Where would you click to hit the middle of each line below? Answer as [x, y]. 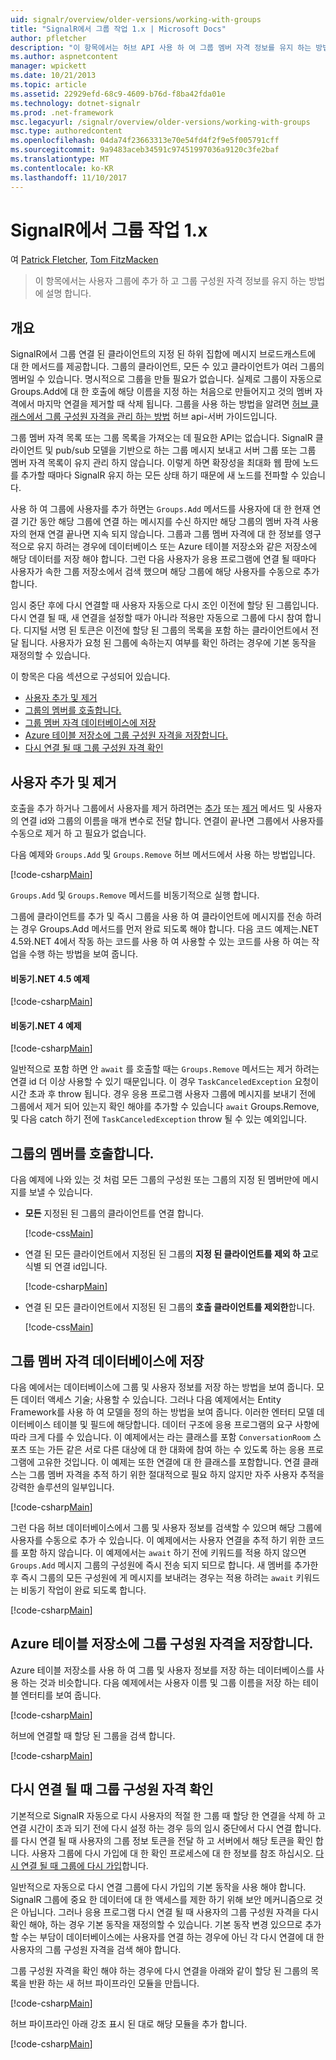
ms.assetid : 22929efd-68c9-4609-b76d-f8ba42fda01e [118, 94]
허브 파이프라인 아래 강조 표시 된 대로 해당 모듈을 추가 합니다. [129, 2023]
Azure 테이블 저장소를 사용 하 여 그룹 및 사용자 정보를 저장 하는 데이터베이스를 [162, 1670]
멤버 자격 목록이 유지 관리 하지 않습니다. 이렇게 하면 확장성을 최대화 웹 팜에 [155, 463]
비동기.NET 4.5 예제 [50, 978]
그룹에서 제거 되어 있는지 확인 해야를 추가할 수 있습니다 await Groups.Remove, [165, 1107]
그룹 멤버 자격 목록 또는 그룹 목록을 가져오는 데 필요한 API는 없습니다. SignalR [161, 438]
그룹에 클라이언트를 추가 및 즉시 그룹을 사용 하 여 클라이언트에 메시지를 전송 [157, 917]
